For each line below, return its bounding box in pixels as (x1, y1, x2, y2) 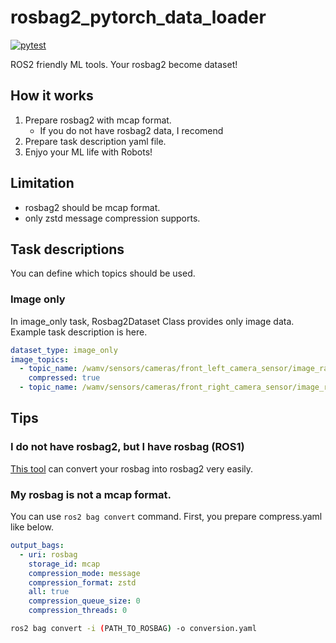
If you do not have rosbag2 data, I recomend (39, 124, 224, 136)
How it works (10, 87, 94, 105)
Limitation (10, 175, 75, 192)
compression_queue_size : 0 (28, 596, 141, 606)
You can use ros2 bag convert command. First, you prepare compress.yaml (10, 511, 323, 523)
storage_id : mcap (28, 559, 101, 569)
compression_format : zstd (28, 577, 137, 588)
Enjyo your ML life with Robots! (24, 146, 153, 158)
